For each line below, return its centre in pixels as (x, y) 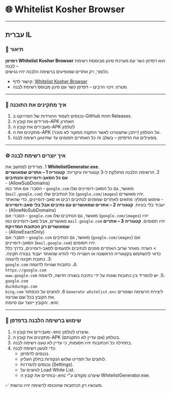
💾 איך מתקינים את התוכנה (36, 105)
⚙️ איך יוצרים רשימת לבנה (36, 155)
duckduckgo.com (21, 287)
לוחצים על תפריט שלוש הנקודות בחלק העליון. (63, 359)
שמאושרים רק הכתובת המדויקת (37, 226)
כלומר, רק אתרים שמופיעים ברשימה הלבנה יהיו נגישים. (57, 71)
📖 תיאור (15, 50)
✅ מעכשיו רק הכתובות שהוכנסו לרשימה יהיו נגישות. (54, 385)
